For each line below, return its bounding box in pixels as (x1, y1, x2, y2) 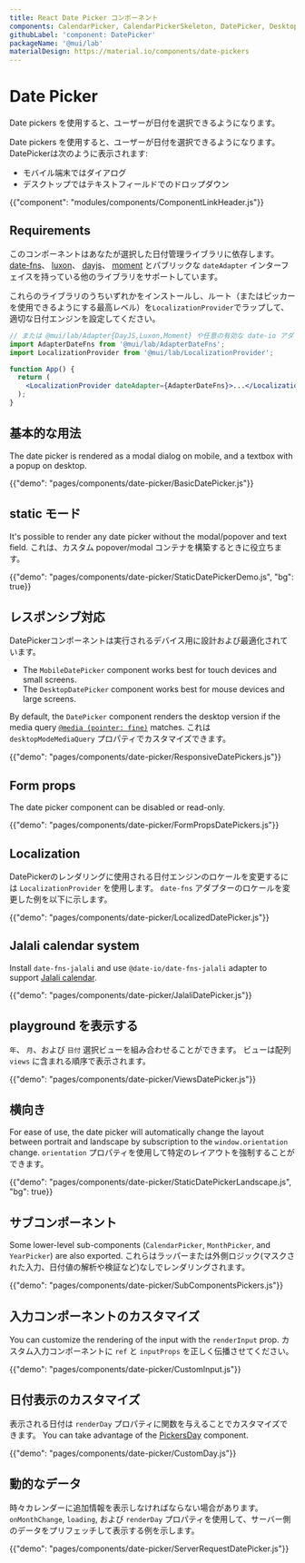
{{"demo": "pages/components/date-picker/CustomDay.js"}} (9, 1448, 237, 1459)
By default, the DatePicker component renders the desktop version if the (9, 711, 281, 722)
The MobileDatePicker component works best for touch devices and (22, 665, 277, 676)
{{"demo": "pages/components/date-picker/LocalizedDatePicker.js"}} (9, 912, 270, 923)
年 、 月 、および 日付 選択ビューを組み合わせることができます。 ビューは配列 (9, 1044, 291, 1054)
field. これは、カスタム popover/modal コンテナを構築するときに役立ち (9, 541, 275, 552)
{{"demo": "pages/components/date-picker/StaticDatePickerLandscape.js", (9, 1177, 292, 1188)
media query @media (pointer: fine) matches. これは (9, 722, 212, 733)
